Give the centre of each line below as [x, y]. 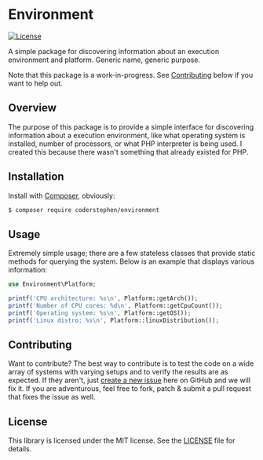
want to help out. [35, 83]
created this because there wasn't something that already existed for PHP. [128, 152]
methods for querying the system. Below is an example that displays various [131, 261]
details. [20, 449]
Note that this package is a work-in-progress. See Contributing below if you [131, 75]
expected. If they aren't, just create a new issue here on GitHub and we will [130, 380]
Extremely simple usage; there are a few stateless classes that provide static [132, 254]
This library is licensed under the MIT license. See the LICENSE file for [122, 440]
